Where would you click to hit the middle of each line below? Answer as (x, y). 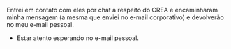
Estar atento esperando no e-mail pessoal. (77, 38)
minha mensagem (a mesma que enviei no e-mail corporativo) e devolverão (115, 17)
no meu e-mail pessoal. (40, 24)
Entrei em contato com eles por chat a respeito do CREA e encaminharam (112, 10)
